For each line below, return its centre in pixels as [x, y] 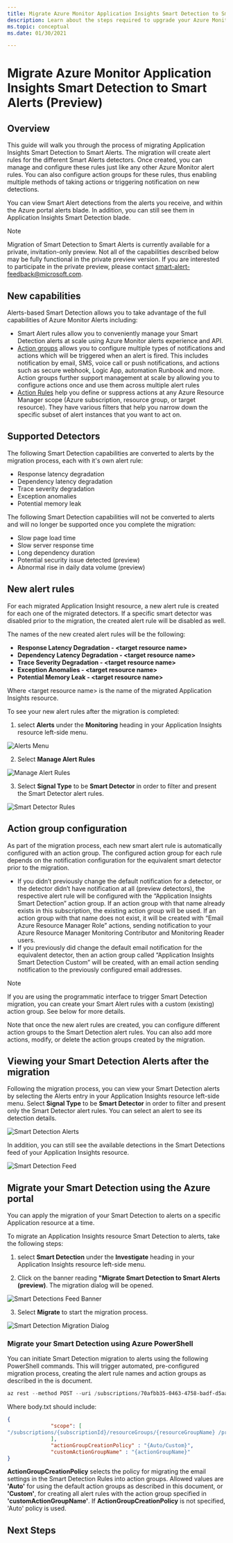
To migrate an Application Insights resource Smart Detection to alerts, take [114, 1236]
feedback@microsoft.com [44, 274]
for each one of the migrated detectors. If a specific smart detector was [110, 613]
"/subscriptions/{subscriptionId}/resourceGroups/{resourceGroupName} [111, 1433]
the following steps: [35, 1244]
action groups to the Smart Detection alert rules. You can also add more [110, 1032]
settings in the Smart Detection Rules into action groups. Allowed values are [115, 1479]
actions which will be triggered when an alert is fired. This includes [113, 356]
